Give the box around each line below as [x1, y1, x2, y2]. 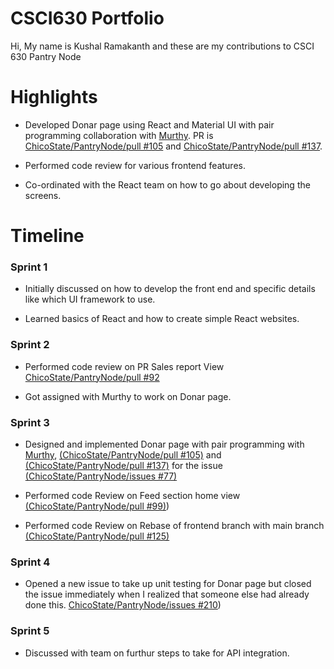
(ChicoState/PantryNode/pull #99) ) [24, 500, 170, 512]
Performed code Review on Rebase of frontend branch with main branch [24, 519, 325, 531]
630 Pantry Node [10, 50, 82, 62]
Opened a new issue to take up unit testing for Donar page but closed [24, 578, 312, 590]
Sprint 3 [10, 415, 50, 429]
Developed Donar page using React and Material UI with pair [24, 118, 275, 131]
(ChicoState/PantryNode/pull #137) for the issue [24, 459, 223, 471]
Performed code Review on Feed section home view [24, 489, 241, 501]
